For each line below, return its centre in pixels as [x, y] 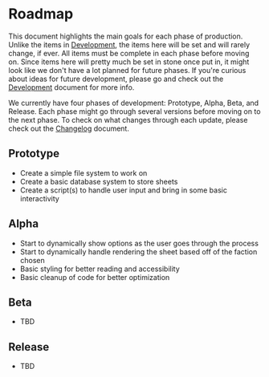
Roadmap [41, 14]
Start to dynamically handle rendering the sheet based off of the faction [139, 251]
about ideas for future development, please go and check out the [116, 79]
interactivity [40, 198]
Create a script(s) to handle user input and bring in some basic [123, 190]
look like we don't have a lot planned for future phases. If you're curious [127, 70]
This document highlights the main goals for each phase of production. [126, 36]
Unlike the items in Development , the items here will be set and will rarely [129, 44]
